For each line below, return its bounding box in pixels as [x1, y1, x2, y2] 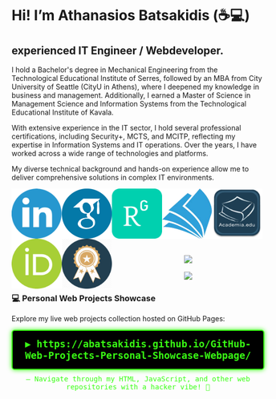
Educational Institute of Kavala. [11, 107, 114, 117]
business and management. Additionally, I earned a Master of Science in [11, 91, 251, 100]
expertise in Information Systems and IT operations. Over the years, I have [11, 140, 258, 149]
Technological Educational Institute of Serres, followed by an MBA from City [11, 74, 262, 83]
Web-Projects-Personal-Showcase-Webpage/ [24, 349, 252, 362]
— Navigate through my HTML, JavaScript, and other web [26, 374, 250, 384]
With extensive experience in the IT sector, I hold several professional [11, 123, 241, 132]
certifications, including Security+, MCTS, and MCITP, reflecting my [11, 131, 236, 141]
